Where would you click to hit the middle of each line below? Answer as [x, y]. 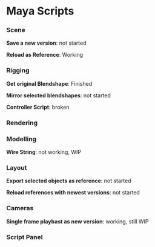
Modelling [21, 139]
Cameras [20, 208]
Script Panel [25, 237]
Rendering [22, 123]
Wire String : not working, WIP [44, 152]
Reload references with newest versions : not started [73, 193]
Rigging [18, 71]
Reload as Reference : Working [45, 55]
